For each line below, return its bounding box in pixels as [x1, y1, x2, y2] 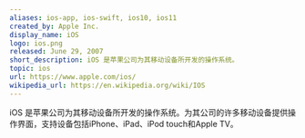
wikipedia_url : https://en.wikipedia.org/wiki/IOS [9, 81, 206, 90]
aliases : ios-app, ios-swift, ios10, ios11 [9, 13, 178, 23]
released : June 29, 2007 [9, 47, 104, 56]
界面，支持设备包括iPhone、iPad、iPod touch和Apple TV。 [16, 118, 239, 129]
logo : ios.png [9, 38, 64, 48]
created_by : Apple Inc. [9, 22, 100, 31]
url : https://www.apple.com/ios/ [9, 73, 137, 82]
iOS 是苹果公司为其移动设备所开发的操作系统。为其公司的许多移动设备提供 [9, 106, 289, 118]
